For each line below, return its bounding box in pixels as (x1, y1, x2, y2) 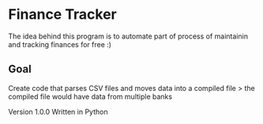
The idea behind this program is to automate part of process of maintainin (8, 31, 249, 41)
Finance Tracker (8, 5, 117, 24)
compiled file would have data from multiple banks (8, 92, 172, 101)
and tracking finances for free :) (8, 39, 112, 49)
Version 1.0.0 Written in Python (8, 107, 108, 116)
